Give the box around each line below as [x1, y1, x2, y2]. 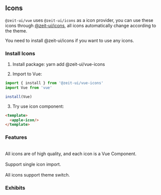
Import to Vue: [12, 71, 42, 77]
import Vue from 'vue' [5, 85, 52, 90]
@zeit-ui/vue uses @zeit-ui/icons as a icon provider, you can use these [5, 17, 154, 23]
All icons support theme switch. [5, 172, 70, 178]
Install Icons [5, 50, 35, 57]
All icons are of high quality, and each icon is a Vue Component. [5, 151, 137, 157]
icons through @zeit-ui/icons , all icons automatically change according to [5, 22, 156, 28]
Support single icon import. [5, 161, 61, 167]
